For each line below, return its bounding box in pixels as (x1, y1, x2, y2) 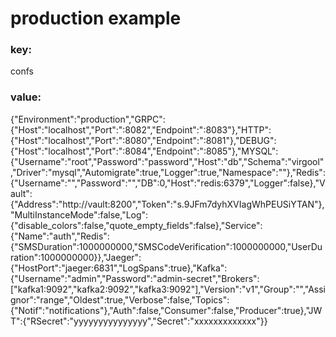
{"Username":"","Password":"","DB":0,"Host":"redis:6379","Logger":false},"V (10, 177, 326, 189)
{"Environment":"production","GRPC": (10, 113, 166, 125)
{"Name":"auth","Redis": (10, 230, 110, 242)
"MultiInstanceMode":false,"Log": (10, 208, 149, 221)
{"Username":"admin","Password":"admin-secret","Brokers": (10, 272, 260, 284)
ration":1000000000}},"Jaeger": (10, 251, 142, 263)
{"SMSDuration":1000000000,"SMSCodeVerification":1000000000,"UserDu (10, 240, 323, 252)
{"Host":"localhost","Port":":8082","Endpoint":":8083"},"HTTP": (10, 123, 272, 136)
